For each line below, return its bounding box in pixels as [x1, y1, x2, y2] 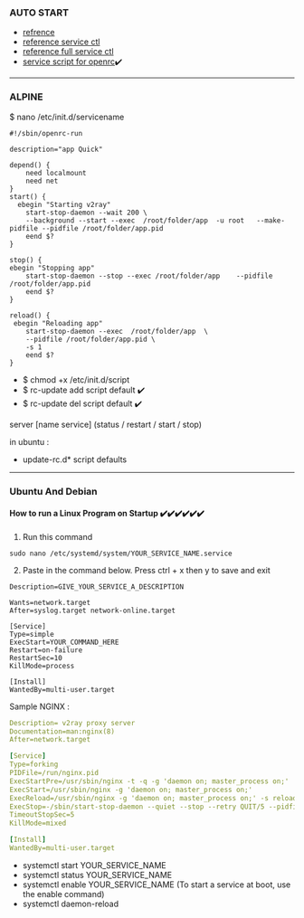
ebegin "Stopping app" [9, 263, 95, 272]
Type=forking [9, 760, 59, 770]
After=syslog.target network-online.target [9, 606, 176, 615]
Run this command [22, 531, 93, 542]
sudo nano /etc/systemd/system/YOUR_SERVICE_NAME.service [9, 549, 233, 558]
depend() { [9, 160, 51, 169]
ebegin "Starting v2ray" [17, 200, 111, 209]
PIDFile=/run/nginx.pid [9, 769, 100, 778]
